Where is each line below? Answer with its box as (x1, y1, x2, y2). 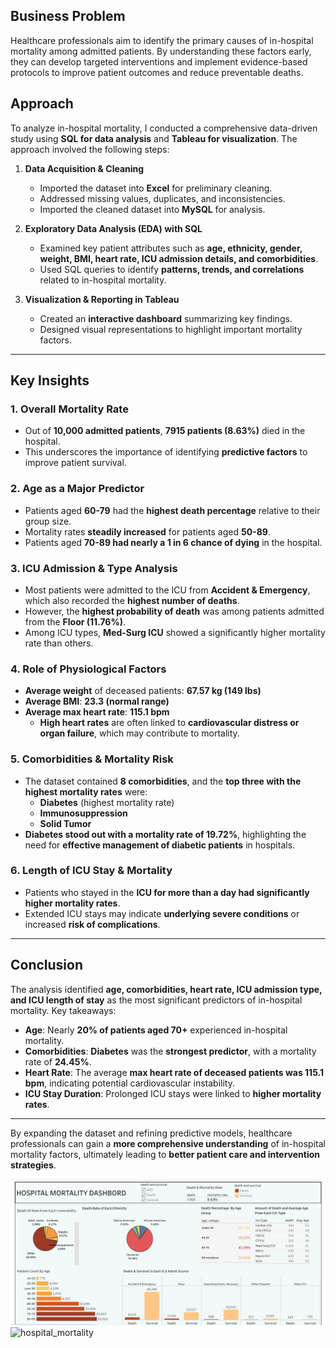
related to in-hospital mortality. (39, 274, 167, 286)
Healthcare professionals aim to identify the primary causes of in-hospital (10, 34, 314, 46)
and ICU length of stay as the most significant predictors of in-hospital (10, 994, 303, 1006)
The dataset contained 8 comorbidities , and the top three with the (24, 775, 302, 787)
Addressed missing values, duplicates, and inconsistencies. (39, 192, 286, 204)
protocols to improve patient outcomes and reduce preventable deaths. (10, 66, 304, 78)
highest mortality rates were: (24, 785, 148, 798)
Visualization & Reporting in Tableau (24, 293, 180, 305)
